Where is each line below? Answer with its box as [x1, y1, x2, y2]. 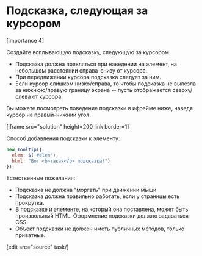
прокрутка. [15, 199, 45, 207]
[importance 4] [6, 37, 45, 44]
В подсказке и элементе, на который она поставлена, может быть [15, 205, 189, 213]
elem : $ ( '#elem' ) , [12, 152, 59, 158]
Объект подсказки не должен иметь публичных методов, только [15, 225, 185, 232]
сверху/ [172, 86, 193, 93]
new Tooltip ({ [6, 146, 43, 152]
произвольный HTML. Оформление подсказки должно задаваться [15, 212, 189, 219]
